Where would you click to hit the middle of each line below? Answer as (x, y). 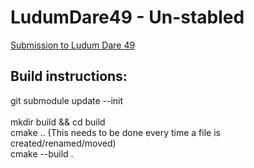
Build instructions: (69, 76)
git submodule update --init (67, 100)
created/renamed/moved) (63, 143)
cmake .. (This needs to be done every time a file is (115, 132)
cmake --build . (42, 153)
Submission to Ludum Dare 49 (73, 45)
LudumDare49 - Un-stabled (127, 17)
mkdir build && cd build (58, 122)
